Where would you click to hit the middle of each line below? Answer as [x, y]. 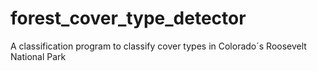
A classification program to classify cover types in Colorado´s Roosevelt [158, 46]
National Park [38, 56]
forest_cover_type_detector [128, 18]
